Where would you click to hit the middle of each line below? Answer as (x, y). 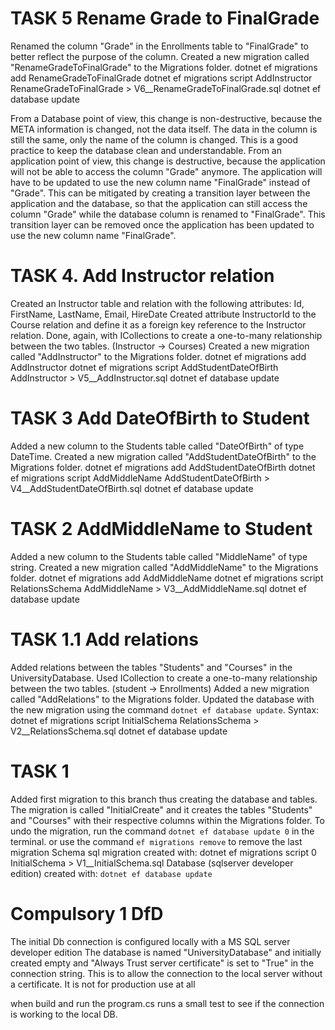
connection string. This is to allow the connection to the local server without (166, 973)
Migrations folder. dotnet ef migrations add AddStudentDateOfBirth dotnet (163, 467)
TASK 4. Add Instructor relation (142, 276)
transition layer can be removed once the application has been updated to (162, 224)
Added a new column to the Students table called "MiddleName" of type (159, 556)
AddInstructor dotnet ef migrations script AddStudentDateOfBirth (144, 367)
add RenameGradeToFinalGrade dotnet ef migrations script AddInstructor (161, 78)
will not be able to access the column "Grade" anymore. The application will (166, 171)
